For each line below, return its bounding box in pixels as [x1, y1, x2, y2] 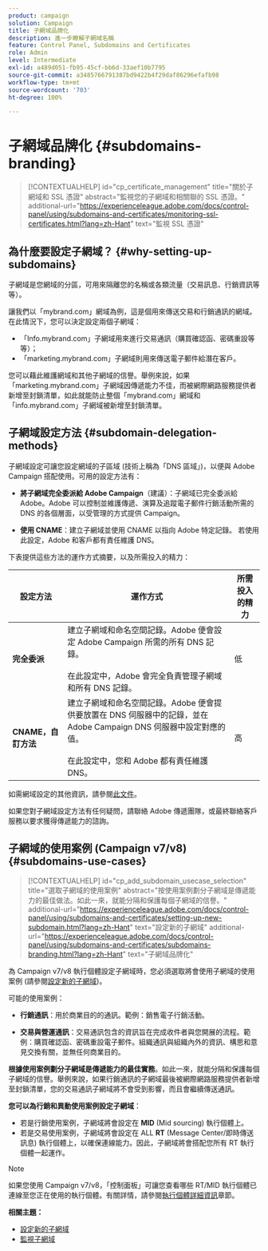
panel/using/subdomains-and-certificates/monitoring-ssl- [27, 209, 219, 220]
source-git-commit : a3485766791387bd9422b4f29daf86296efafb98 [8, 71, 219, 79]
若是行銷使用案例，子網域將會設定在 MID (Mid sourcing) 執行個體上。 [19, 1118, 249, 1127]
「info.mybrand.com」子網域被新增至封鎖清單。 [8, 401, 167, 410]
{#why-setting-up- [115, 244, 213, 258]
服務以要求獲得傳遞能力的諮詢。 [8, 816, 113, 825]
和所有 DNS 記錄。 [67, 682, 137, 693]
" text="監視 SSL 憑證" [130, 219, 204, 228]
